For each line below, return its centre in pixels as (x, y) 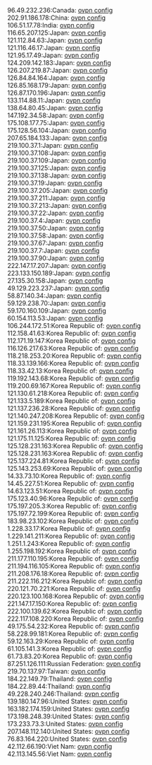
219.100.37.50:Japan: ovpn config (56, 228)
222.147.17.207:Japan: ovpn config (57, 265)
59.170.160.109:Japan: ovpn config (57, 311)
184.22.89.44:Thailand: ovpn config (59, 686)
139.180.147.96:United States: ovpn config (68, 701)
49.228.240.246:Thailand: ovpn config (63, 694)
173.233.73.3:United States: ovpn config (65, 724)
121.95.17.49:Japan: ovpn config (53, 55)
